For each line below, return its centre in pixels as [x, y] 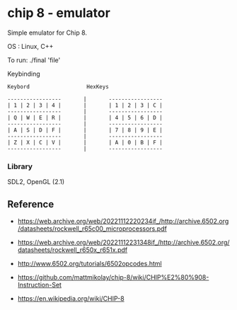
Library [20, 166]
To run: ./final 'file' [34, 60]
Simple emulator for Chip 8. [47, 33]
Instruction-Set [40, 285]
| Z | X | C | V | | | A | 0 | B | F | [85, 142]
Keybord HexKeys [58, 86]
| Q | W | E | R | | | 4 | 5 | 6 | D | [85, 117]
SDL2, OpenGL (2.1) [36, 182]
